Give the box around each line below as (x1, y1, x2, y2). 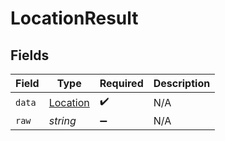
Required (99, 77, 144, 90)
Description (153, 77, 211, 90)
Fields (10, 47, 50, 64)
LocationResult (10, 7, 139, 30)
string (48, 114, 77, 127)
